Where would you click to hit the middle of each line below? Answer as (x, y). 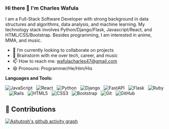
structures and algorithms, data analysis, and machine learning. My (75, 24)
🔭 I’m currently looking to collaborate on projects (63, 50)
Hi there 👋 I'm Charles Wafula (42, 8)
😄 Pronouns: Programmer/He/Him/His (52, 69)
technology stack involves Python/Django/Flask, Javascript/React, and (79, 30)
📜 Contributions (31, 109)
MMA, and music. (23, 40)
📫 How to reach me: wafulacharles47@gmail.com (65, 61)
